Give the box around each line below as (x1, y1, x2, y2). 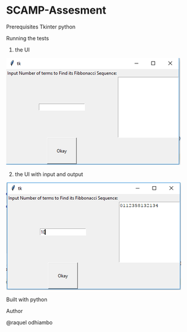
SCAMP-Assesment (6, 4, 107, 17)
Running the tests (6, 34, 49, 41)
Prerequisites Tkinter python (6, 23, 76, 30)
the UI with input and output (14, 170, 83, 178)
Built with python (6, 296, 47, 303)
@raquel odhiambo (6, 318, 53, 326)
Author (6, 307, 23, 314)
